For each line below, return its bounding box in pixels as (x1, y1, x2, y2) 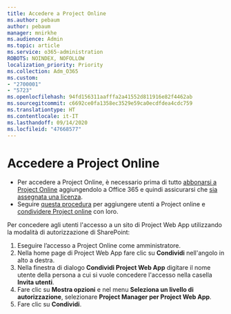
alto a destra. (17, 256, 55, 264)
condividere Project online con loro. (17, 208, 119, 216)
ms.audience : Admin (7, 36, 63, 43)
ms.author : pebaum (7, 17, 60, 23)
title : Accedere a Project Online (7, 10, 107, 17)
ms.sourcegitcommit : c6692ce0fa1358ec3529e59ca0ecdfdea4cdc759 (7, 100, 193, 107)
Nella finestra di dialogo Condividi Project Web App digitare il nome (17, 264, 211, 272)
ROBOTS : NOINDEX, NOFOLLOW (7, 55, 85, 62)
